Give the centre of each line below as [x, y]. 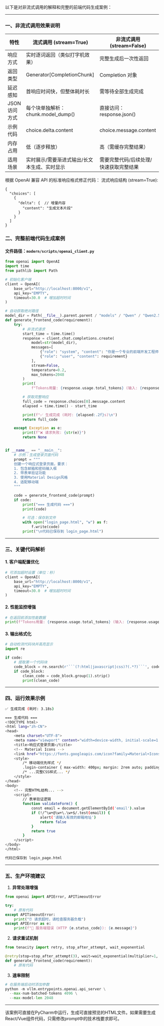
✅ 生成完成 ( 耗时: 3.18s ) [30, 709]
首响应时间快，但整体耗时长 [58, 92]
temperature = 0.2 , [49, 370]
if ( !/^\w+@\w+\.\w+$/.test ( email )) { [71, 813]
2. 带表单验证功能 [30, 473]
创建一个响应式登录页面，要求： [41, 464]
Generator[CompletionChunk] [60, 75]
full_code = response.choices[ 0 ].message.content [74, 402]
